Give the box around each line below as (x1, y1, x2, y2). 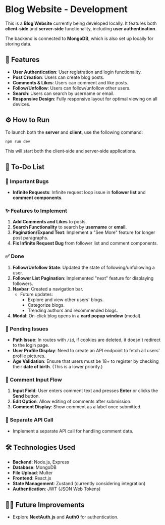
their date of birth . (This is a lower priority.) (12, 364, 103, 370)
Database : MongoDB (12, 464, 57, 470)
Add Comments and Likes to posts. (12, 219, 87, 225)
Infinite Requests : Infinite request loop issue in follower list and (12, 189, 146, 196)
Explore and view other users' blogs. (27, 297, 104, 303)
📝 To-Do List (5, 163, 44, 171)
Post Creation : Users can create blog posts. (12, 74, 104, 80)
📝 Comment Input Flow (5, 376, 62, 383)
